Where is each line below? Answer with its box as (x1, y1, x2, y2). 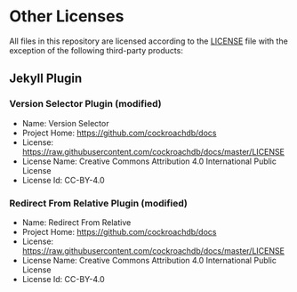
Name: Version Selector (21, 118, 109, 128)
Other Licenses (9, 6, 124, 27)
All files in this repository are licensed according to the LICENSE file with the (9, 36, 289, 46)
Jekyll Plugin (9, 71, 83, 86)
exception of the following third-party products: (9, 45, 184, 55)
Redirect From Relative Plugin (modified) (9, 197, 189, 209)
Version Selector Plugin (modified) (9, 98, 162, 110)
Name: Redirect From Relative (21, 216, 132, 228)
